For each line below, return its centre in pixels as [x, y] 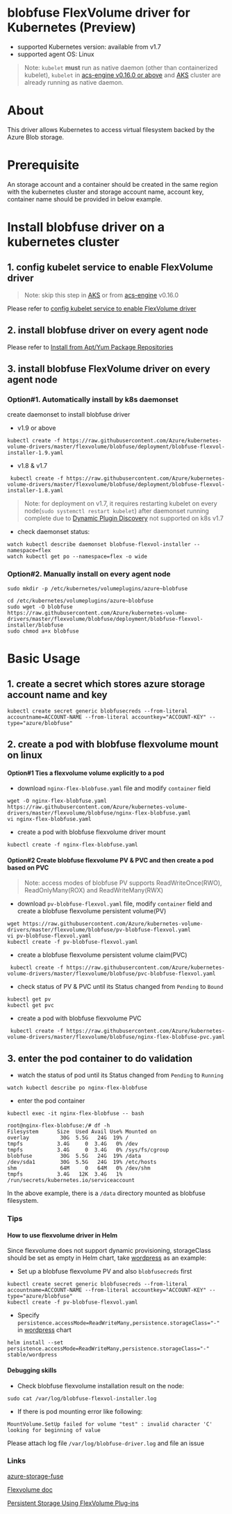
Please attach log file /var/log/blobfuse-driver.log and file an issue [106, 1443]
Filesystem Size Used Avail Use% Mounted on [82, 1132]
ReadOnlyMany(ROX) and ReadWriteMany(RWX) [93, 890]
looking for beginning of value [54, 1430]
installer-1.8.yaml [35, 491]
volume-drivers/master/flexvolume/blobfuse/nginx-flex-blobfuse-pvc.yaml [116, 1037]
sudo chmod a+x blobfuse [43, 631]
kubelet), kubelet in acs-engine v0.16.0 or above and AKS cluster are [122, 75]
